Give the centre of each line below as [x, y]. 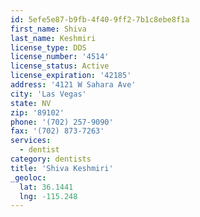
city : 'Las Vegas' [48, 94]
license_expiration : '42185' [71, 76]
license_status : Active [60, 66]
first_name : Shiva [48, 29]
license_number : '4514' [60, 57]
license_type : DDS [48, 47]
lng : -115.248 [48, 196]
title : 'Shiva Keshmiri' [62, 168]
